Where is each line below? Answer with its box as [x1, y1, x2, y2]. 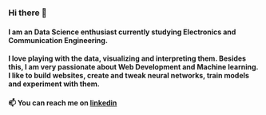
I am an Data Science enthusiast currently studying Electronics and [8, 27, 236, 37]
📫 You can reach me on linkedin [8, 97, 117, 107]
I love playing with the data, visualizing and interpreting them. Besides [8, 54, 246, 63]
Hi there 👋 [8, 7, 48, 18]
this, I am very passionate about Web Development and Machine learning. [8, 62, 259, 72]
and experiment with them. [8, 79, 100, 89]
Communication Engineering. [8, 35, 108, 45]
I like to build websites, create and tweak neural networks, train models [8, 71, 250, 81]
